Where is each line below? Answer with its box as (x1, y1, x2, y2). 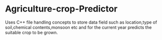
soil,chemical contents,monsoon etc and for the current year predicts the (5, 24, 152, 30)
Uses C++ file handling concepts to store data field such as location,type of (5, 19, 157, 25)
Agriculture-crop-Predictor (5, 3, 118, 14)
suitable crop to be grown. (5, 29, 58, 35)
